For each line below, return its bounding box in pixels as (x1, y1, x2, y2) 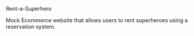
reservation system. (6, 23, 56, 30)
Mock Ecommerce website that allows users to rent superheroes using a (6, 17, 188, 23)
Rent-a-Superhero (6, 5, 52, 12)
